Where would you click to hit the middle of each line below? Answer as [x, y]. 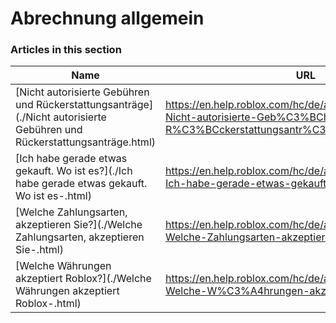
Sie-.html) [39, 250]
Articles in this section [66, 50]
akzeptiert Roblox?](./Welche [83, 279]
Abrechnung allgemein [107, 18]
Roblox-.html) [48, 304]
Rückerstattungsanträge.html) [86, 142]
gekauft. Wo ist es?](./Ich [74, 171]
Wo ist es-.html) [53, 196]
